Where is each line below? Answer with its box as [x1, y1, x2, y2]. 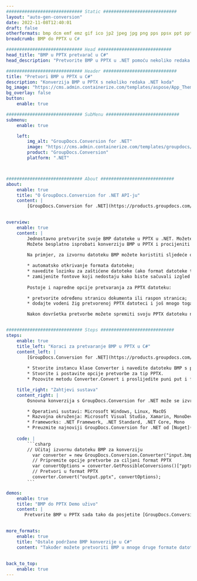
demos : [6, 490, 22, 496]
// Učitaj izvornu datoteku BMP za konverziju [27, 446, 143, 453]
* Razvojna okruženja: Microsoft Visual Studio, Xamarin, [27, 414, 172, 420]
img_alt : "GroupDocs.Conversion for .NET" [27, 139, 133, 145]
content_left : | [16, 349, 57, 355]
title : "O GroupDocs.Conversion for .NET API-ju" [16, 192, 141, 198]
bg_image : [6, 85, 30, 91]
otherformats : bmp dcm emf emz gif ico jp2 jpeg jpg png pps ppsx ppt [6, 31, 182, 36]
